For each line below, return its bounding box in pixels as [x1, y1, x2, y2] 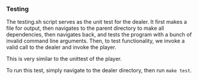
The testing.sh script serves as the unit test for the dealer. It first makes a [6, 19, 187, 26]
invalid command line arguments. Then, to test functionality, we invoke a [6, 38, 185, 45]
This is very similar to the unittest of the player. [6, 56, 122, 63]
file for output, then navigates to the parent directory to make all [6, 24, 164, 32]
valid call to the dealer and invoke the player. [6, 44, 117, 51]
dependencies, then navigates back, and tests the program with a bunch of [6, 31, 192, 38]
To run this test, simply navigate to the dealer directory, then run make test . [6, 67, 192, 74]
